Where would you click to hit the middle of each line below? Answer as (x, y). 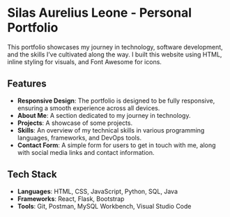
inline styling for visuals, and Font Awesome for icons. (85, 61)
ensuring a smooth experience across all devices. (89, 108)
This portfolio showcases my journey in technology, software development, (115, 47)
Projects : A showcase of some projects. (75, 123)
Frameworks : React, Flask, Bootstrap (71, 199)
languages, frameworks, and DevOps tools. (79, 137)
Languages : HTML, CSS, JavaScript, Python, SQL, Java (97, 191)
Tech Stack (32, 175)
